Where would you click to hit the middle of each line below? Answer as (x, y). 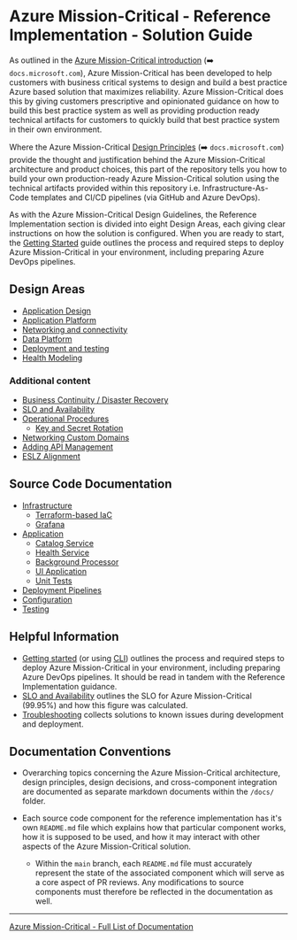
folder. (34, 801)
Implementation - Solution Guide (131, 35)
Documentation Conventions (90, 752)
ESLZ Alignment (51, 457)
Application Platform (59, 320)
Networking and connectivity (75, 329)
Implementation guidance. (69, 686)
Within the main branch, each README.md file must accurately (144, 864)
